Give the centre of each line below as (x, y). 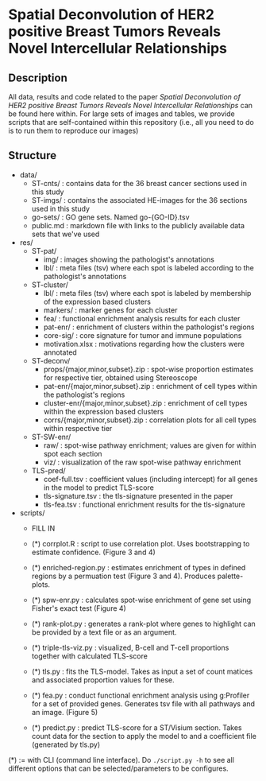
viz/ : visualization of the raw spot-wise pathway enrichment (142, 462)
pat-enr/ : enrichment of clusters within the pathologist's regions (149, 327)
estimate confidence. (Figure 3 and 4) (94, 552)
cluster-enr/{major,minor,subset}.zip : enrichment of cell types (145, 402)
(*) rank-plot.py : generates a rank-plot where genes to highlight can (143, 624)
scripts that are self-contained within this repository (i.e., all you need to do (131, 122)
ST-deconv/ (51, 360)
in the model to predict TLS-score (99, 488)
